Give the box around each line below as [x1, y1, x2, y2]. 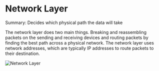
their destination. [5, 50, 40, 56]
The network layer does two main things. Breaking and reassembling [5, 29, 146, 35]
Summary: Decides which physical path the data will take [5, 19, 123, 25]
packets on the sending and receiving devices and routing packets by [5, 34, 148, 40]
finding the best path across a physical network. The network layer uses [5, 39, 154, 45]
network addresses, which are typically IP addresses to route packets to [5, 45, 154, 51]
